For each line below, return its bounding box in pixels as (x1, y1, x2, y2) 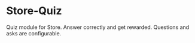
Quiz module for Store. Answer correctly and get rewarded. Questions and (6, 24, 190, 31)
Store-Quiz (6, 4, 62, 18)
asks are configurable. (6, 29, 62, 37)
